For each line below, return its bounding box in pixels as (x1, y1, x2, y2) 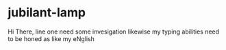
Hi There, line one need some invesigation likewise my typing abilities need (8, 27, 220, 36)
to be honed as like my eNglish (8, 34, 95, 42)
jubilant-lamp (8, 5, 86, 21)
